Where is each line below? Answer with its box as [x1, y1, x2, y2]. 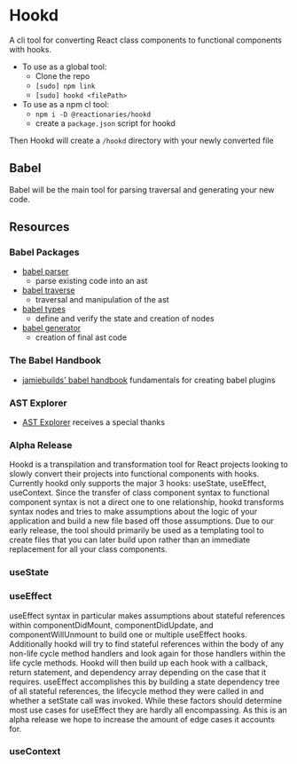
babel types [21, 303, 66, 315]
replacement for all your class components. [9, 544, 168, 555]
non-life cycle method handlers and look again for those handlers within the [9, 648, 286, 658]
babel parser [21, 266, 69, 277]
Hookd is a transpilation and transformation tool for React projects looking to [9, 459, 288, 470]
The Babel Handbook [9, 354, 102, 366]
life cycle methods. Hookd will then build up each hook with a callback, [9, 658, 269, 668]
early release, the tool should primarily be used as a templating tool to [9, 525, 264, 536]
